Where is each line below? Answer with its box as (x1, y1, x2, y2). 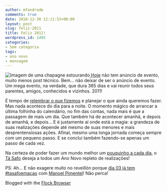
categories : (5, 40, 30, 45)
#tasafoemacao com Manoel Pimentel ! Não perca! (5, 170, 108, 176)
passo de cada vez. (5, 140, 46, 146)
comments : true (5, 12, 37, 17)
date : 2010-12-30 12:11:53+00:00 (5, 16, 75, 21)
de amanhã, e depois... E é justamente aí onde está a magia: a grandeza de (5, 119, 160, 125)
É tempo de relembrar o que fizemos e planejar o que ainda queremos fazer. (5, 98, 162, 104)
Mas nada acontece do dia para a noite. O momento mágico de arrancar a (5, 103, 157, 109)
